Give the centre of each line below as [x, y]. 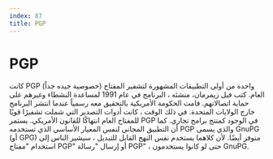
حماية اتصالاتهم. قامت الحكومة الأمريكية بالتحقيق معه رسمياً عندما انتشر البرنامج [129, 103]
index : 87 [26, 16]
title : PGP [28, 24]
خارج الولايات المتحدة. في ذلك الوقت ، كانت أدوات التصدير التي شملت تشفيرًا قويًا [132, 112]
